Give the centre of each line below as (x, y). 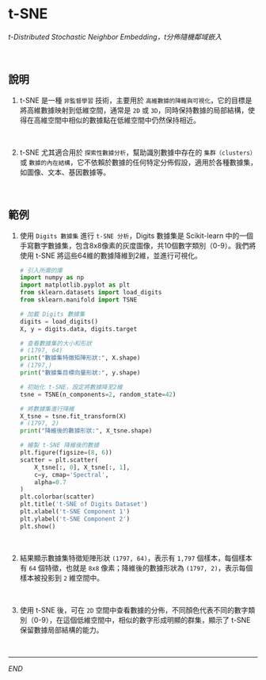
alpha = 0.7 (50, 482)
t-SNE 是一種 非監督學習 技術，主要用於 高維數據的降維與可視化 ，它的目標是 (136, 100)
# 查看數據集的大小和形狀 (56, 343)
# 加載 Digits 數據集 (52, 314)
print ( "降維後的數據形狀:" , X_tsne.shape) (86, 431)
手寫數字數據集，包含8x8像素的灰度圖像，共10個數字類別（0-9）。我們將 (138, 245)
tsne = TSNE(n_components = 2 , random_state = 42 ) (98, 394)
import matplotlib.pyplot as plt (75, 285)
